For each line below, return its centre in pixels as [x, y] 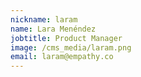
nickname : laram [44, 19]
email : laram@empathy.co [62, 57]
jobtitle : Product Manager [66, 38]
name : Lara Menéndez [53, 29]
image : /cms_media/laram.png [71, 47]
